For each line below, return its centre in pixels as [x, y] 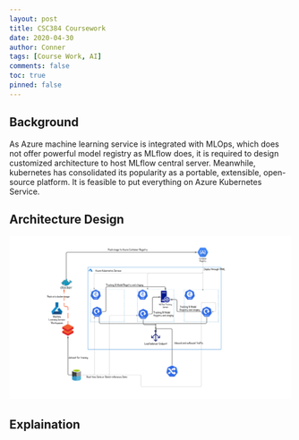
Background [44, 122]
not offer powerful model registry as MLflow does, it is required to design [144, 153]
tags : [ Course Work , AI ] [56, 57]
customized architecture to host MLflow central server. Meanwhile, [132, 163]
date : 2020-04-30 [42, 38]
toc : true [28, 76]
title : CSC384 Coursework [57, 28]
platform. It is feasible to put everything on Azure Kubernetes [149, 182]
